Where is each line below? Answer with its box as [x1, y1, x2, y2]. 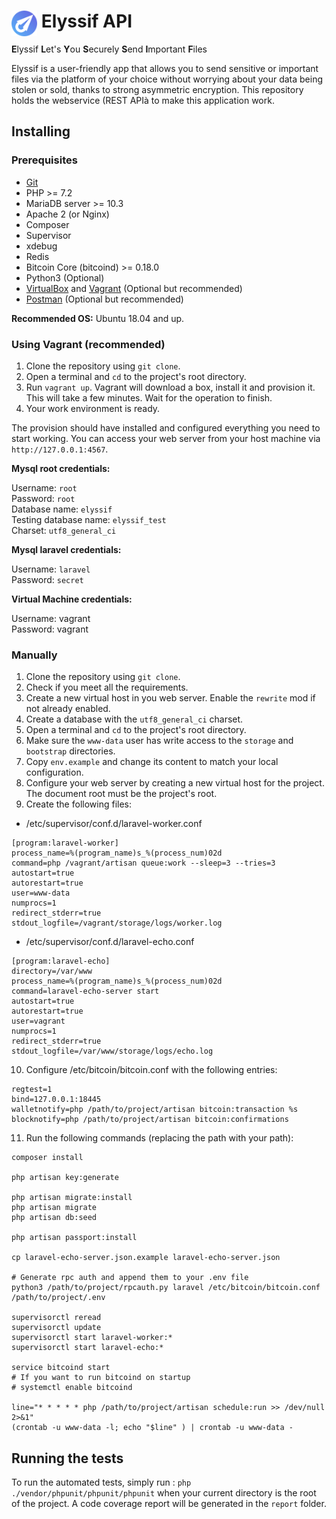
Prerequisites [11, 153, 78, 167]
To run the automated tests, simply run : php [11, 1476, 192, 1489]
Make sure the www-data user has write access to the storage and [25, 735, 294, 747]
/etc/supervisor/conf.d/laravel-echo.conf [25, 936, 195, 948]
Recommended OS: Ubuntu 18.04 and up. [11, 312, 185, 324]
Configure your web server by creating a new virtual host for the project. [25, 777, 325, 789]
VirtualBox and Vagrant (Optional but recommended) [25, 282, 243, 294]
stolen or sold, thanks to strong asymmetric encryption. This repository [11, 83, 304, 95]
